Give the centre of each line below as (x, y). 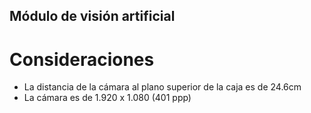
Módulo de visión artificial (92, 16)
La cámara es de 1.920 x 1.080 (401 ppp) (107, 98)
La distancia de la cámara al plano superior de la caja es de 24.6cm (162, 87)
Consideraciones (82, 59)
